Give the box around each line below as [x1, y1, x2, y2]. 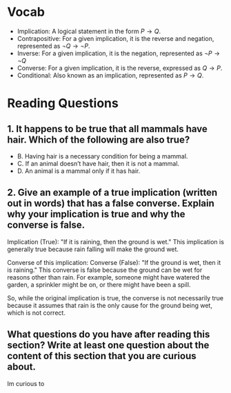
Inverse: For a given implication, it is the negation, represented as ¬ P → [17, 49, 221, 57]
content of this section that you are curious [7, 350, 197, 362]
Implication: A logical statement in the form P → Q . [17, 27, 161, 35]
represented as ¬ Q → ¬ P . [17, 42, 90, 50]
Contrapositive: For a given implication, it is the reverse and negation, [17, 34, 214, 42]
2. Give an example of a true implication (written [7, 187, 218, 199]
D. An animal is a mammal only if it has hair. [17, 167, 141, 175]
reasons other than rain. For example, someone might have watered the [7, 273, 210, 281]
